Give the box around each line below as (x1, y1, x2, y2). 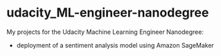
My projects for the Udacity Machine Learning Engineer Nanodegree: (6, 28, 204, 36)
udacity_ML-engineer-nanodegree (6, 5, 209, 21)
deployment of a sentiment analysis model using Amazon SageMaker (16, 41, 214, 49)
